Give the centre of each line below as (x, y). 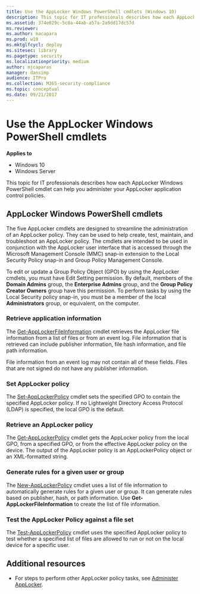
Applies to (19, 153)
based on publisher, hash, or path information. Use (68, 498)
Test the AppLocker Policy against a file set (70, 520)
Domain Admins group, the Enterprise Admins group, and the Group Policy (99, 284)
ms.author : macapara (32, 34)
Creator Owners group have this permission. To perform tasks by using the (99, 290)
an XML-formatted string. (37, 457)
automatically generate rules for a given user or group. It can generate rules (99, 491)
